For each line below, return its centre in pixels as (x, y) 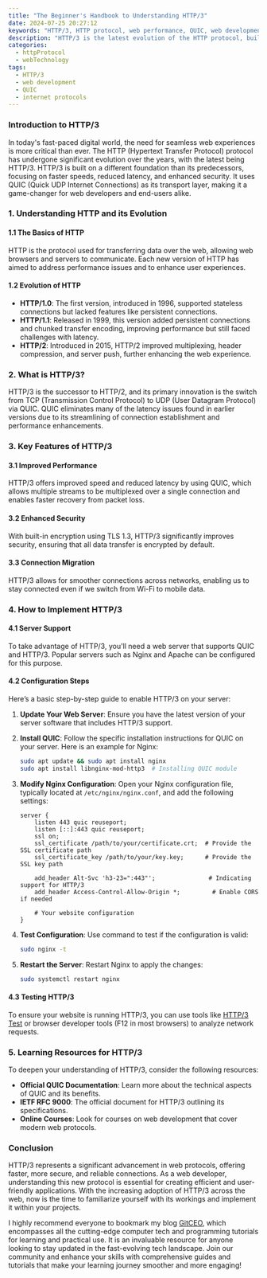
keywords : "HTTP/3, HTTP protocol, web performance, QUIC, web (115, 30)
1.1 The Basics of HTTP (46, 233)
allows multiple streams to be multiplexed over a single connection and (124, 491)
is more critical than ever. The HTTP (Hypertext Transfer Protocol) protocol (131, 150)
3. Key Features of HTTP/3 (60, 447)
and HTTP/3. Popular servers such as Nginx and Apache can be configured (132, 655)
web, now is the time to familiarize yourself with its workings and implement (132, 1199)
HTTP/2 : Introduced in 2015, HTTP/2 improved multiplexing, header (131, 345)
